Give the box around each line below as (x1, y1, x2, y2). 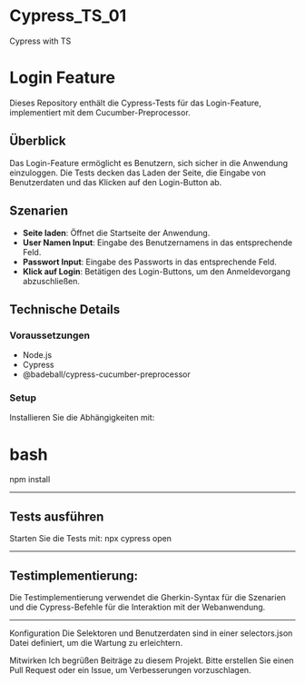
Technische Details (9, 302, 121, 317)
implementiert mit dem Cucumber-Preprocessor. (9, 106, 191, 118)
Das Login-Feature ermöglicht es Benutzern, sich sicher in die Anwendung (9, 157, 289, 168)
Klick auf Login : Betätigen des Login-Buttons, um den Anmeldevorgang (22, 265, 290, 277)
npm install (9, 474, 51, 485)
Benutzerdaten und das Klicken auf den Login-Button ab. (9, 176, 222, 187)
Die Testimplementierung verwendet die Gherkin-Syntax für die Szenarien (9, 592, 286, 603)
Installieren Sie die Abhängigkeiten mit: (9, 412, 155, 423)
